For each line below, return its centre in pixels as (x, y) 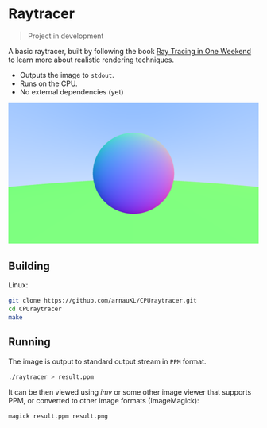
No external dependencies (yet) (72, 91)
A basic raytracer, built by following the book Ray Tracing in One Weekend (130, 51)
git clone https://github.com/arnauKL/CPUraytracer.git (103, 301)
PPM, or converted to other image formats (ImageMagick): (104, 400)
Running (30, 342)
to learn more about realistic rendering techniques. (91, 60)
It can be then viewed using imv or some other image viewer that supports (130, 392)
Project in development (66, 36)
